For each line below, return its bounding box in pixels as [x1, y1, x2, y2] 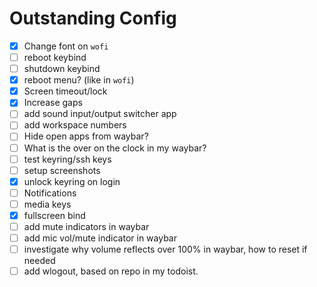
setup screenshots [23, 164, 101, 176]
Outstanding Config [9, 7, 177, 30]
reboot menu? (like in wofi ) [23, 74, 135, 86]
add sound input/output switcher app [23, 108, 177, 120]
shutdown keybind [23, 63, 101, 75]
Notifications [23, 187, 77, 199]
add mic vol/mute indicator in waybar [23, 232, 177, 244]
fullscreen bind [23, 209, 86, 221]
